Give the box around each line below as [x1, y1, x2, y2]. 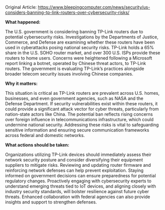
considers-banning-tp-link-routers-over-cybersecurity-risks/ [5, 9, 130, 15]
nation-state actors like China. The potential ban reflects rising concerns [5, 111, 153, 117]
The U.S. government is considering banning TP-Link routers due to [5, 29, 144, 34]
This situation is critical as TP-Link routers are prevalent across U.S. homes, [5, 90, 160, 96]
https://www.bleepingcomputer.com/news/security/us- [38, 4, 150, 10]
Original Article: [5, 4, 37, 10]
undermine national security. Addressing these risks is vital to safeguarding [5, 122, 159, 128]
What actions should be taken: [5, 142, 69, 148]
